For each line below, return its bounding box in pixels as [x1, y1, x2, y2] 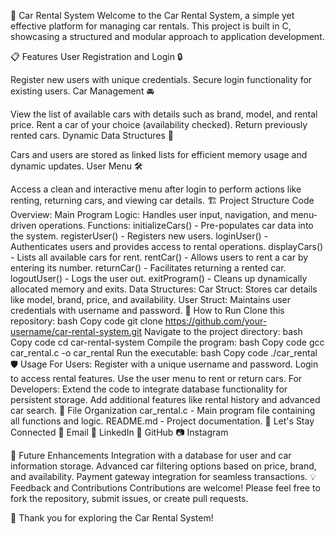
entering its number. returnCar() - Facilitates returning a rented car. [10, 262, 287, 274]
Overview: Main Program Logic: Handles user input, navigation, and [10, 209, 289, 220]
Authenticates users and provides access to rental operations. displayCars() [10, 241, 324, 252]
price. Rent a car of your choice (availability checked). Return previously [10, 119, 308, 130]
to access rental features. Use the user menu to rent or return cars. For [10, 373, 303, 384]
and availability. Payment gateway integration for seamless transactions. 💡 [10, 471, 317, 482]
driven [10, 220, 37, 231]
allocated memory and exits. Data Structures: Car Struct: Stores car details [10, 283, 318, 295]
